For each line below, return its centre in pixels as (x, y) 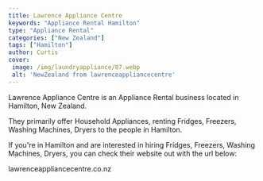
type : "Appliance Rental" (51, 30)
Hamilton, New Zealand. (48, 106)
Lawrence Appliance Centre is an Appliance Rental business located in (124, 97)
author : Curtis (33, 52)
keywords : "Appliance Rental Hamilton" (74, 23)
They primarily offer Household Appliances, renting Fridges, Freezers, (122, 121)
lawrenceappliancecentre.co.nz (60, 168)
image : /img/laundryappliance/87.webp (76, 67)
